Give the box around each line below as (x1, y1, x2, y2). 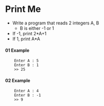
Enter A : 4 (14, 89, 39, 94)
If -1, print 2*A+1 (12, 30, 47, 36)
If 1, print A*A (12, 36, 40, 42)
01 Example (5, 47, 30, 53)
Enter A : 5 (14, 58, 39, 63)
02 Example (5, 77, 31, 83)
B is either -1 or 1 (19, 25, 54, 31)
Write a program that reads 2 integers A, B (12, 20, 100, 26)
